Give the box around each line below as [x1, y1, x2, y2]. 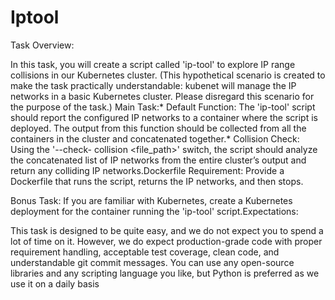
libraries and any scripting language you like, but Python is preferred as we [10, 267, 320, 279]
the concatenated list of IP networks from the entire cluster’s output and [10, 154, 307, 166]
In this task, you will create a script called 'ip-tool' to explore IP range [10, 58, 296, 70]
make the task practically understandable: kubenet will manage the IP [10, 79, 297, 91]
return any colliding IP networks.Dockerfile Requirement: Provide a [10, 164, 285, 176]
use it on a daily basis [10, 277, 100, 290]
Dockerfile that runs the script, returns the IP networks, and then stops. [10, 175, 304, 187]
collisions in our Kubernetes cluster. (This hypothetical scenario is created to [10, 69, 326, 81]
